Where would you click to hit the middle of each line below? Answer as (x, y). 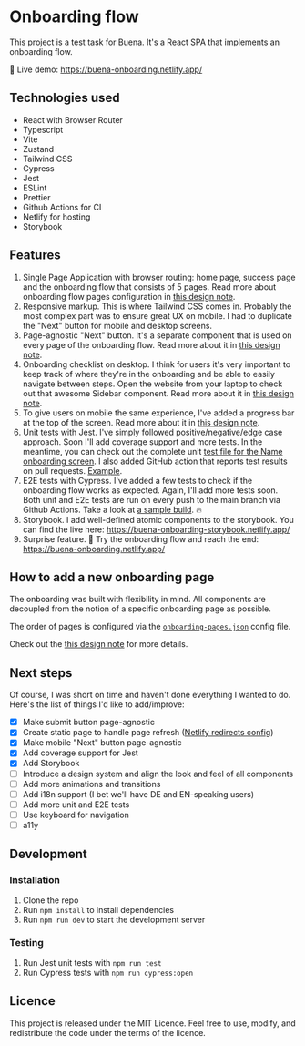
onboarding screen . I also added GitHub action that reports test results (155, 461)
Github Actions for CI (62, 207)
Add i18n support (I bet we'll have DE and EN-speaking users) (138, 794)
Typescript (43, 129)
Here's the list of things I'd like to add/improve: (97, 704)
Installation (35, 880)
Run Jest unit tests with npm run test (92, 962)
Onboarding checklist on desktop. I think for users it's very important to (157, 364)
